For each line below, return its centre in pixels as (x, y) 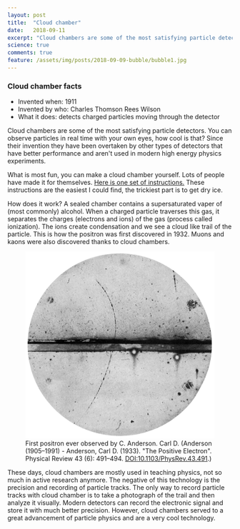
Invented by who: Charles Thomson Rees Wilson (89, 109)
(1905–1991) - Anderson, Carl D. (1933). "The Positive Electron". (119, 450)
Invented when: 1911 (47, 102)
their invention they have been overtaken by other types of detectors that (115, 146)
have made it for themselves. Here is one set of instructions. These (106, 183)
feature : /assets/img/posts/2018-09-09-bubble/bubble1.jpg (97, 61)
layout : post (27, 15)
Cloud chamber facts (45, 86)
